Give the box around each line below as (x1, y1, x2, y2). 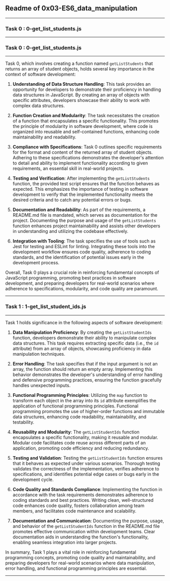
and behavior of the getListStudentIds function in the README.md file (12, 523, 160, 529)
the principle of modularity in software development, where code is (12, 123, 153, 129)
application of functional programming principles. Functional (12, 403, 139, 409)
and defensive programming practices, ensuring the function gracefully (12, 377, 162, 383)
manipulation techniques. (12, 351, 66, 357)
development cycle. (12, 476, 54, 483)
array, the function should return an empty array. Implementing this (12, 366, 153, 372)
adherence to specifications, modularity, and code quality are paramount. (5, 286, 158, 292)
